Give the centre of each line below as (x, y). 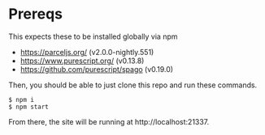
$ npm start (28, 107)
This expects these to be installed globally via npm (93, 36)
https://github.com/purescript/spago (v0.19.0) (96, 69)
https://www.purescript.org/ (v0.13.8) (82, 61)
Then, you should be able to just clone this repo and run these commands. (133, 85)
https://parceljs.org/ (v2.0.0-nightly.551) (87, 52)
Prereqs (36, 14)
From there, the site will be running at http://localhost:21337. (109, 121)
